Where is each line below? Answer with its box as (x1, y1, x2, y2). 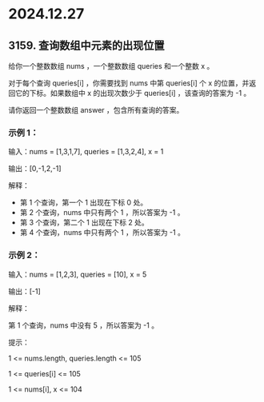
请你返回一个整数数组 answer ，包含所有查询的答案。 (8, 105, 184, 114)
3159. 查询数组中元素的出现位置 (8, 38, 166, 52)
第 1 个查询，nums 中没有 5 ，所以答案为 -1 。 (8, 320, 158, 330)
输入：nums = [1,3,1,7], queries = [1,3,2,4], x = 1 (8, 147, 164, 157)
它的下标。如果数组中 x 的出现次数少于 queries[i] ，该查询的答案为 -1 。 (14, 89, 251, 98)
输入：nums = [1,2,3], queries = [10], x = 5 (8, 269, 147, 279)
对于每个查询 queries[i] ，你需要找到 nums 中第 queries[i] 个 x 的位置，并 (8, 78, 250, 88)
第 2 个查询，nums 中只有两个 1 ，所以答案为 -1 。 (19, 208, 185, 217)
